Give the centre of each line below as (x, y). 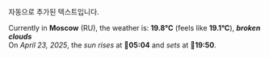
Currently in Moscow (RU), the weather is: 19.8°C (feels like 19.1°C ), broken (134, 28)
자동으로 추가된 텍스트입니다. (54, 12)
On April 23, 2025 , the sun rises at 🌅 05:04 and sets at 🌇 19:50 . (112, 45)
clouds (20, 36)
